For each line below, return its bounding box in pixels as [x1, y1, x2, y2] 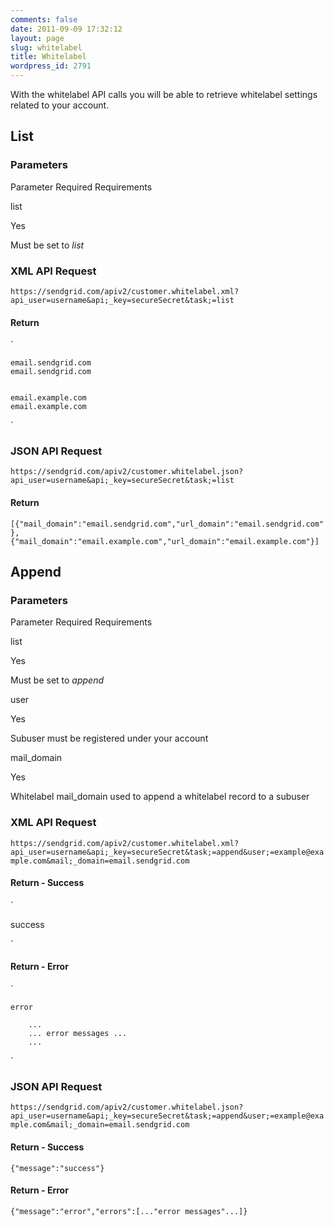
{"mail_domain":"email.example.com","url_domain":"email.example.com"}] [10, 536, 320, 546]
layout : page [10, 33, 65, 43]
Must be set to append [10, 674, 105, 686]
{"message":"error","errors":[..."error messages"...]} [10, 1206, 248, 1216]
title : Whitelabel [10, 52, 87, 62]
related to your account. [10, 99, 110, 111]
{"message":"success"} [10, 1163, 105, 1173]
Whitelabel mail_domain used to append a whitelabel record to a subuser [10, 791, 310, 803]
